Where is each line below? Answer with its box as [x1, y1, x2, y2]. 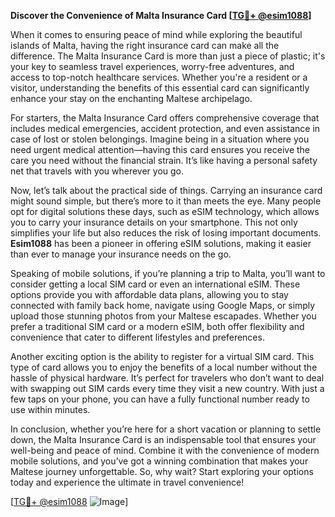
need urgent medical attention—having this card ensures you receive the [10, 144, 311, 155]
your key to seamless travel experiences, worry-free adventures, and [10, 61, 295, 72]
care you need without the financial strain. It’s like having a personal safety [10, 155, 318, 166]
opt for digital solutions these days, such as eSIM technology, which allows [10, 206, 320, 217]
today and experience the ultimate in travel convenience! [10, 476, 245, 488]
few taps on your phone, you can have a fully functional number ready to [10, 393, 310, 405]
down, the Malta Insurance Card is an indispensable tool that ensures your [10, 434, 317, 445]
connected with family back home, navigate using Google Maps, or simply [10, 300, 316, 311]
